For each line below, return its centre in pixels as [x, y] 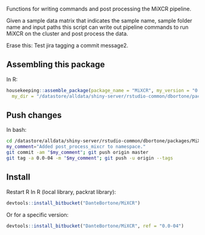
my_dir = [23, 96]
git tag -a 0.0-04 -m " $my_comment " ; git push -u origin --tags [90, 158]
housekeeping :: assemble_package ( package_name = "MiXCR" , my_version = [98, 90]
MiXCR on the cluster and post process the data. [67, 34]
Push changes [34, 115]
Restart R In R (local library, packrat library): [61, 192]
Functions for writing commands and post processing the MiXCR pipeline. [99, 9]
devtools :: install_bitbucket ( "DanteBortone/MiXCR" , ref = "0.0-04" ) [95, 226]
